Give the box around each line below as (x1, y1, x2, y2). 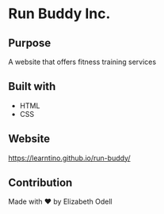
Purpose (8, 36, 51, 50)
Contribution (8, 176, 73, 190)
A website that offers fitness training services (8, 57, 157, 66)
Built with (8, 80, 56, 93)
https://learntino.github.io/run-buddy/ (8, 153, 131, 163)
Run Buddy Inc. (8, 5, 111, 23)
